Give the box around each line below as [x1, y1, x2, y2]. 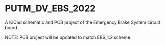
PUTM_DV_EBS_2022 [5, 3, 96, 14]
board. [5, 24, 19, 30]
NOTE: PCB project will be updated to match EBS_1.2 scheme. [5, 34, 132, 40]
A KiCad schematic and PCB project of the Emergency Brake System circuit [5, 19, 161, 25]
